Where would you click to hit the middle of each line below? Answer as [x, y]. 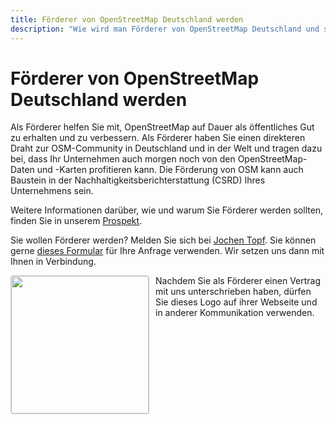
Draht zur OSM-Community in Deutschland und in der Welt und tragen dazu [166, 148]
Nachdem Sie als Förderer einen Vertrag [238, 281]
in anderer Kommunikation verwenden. [235, 313]
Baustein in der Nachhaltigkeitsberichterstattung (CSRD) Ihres [138, 180]
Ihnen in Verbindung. [53, 262]
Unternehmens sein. [52, 191]
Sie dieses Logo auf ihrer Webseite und [236, 302]
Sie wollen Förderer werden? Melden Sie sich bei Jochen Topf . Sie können [163, 240]
